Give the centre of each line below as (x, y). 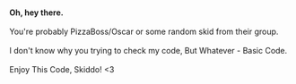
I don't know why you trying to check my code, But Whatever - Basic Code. (148, 50)
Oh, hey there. (37, 13)
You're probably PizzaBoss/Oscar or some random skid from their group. (144, 31)
